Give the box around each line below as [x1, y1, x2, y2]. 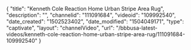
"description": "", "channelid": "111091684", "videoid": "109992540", [6, 11, 176, 19]
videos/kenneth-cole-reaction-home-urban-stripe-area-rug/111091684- [6, 31, 186, 38]
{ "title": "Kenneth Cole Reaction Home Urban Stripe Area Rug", [6, 5, 165, 12]
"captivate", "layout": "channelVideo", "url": [6, 24, 115, 31]
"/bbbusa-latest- [116, 24, 158, 31]
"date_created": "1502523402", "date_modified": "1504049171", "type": [6, 18, 184, 25]
